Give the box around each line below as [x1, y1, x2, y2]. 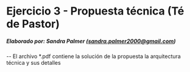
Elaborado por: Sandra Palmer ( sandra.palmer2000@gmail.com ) [6, 38, 176, 45]
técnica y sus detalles [6, 59, 61, 67]
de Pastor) [6, 17, 60, 31]
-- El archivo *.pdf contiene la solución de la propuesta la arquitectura [6, 53, 181, 60]
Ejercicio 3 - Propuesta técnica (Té [6, 4, 185, 18]
